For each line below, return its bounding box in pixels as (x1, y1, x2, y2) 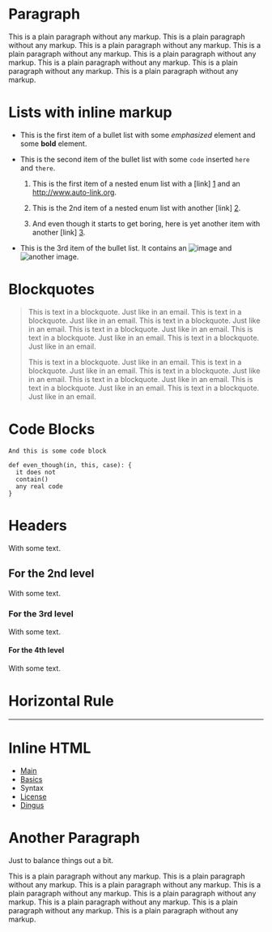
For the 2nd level (8, 567, 95, 581)
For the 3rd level (8, 608, 74, 620)
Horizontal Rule (8, 692, 115, 711)
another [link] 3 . (32, 227, 86, 237)
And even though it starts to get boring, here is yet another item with (32, 218, 261, 228)
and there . (19, 163, 56, 173)
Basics (19, 774, 43, 784)
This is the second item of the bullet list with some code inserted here (19, 154, 250, 164)
